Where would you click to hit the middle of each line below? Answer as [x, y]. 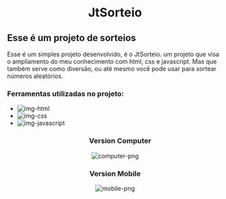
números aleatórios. [35, 76]
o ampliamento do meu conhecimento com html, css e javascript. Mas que [112, 62]
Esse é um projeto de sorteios [72, 38]
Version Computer [120, 141]
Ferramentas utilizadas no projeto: [66, 94]
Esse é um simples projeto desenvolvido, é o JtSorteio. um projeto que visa [113, 54]
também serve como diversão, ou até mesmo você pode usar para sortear [112, 69]
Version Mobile [115, 174]
